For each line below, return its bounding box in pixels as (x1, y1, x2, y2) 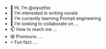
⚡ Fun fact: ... (10, 39, 38, 45)
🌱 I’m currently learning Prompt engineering (10, 15, 101, 21)
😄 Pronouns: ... (10, 33, 43, 39)
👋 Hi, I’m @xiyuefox (10, 5, 51, 10)
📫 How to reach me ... (10, 26, 57, 32)
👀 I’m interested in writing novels (10, 10, 78, 16)
